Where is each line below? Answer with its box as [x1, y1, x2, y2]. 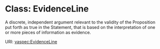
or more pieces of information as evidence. [5, 29, 91, 35]
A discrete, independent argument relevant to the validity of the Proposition [5, 19, 156, 25]
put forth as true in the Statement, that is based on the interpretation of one [5, 24, 156, 30]
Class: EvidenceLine [5, 3, 89, 14]
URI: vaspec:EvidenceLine [5, 38, 57, 44]
